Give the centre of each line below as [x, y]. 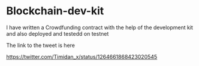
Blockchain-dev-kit [55, 11]
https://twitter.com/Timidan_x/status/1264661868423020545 [82, 56]
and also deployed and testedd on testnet [58, 33]
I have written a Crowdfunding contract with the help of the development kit [100, 27]
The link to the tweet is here [41, 45]
